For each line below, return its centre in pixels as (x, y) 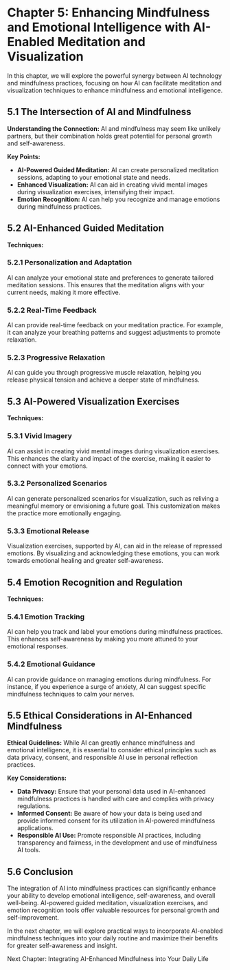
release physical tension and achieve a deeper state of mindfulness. (104, 380)
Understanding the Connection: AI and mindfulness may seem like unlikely (114, 128)
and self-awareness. (36, 143)
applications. (35, 828)
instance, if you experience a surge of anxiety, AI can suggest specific (106, 686)
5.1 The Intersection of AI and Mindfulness (99, 112)
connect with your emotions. (47, 466)
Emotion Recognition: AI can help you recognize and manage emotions (118, 199)
